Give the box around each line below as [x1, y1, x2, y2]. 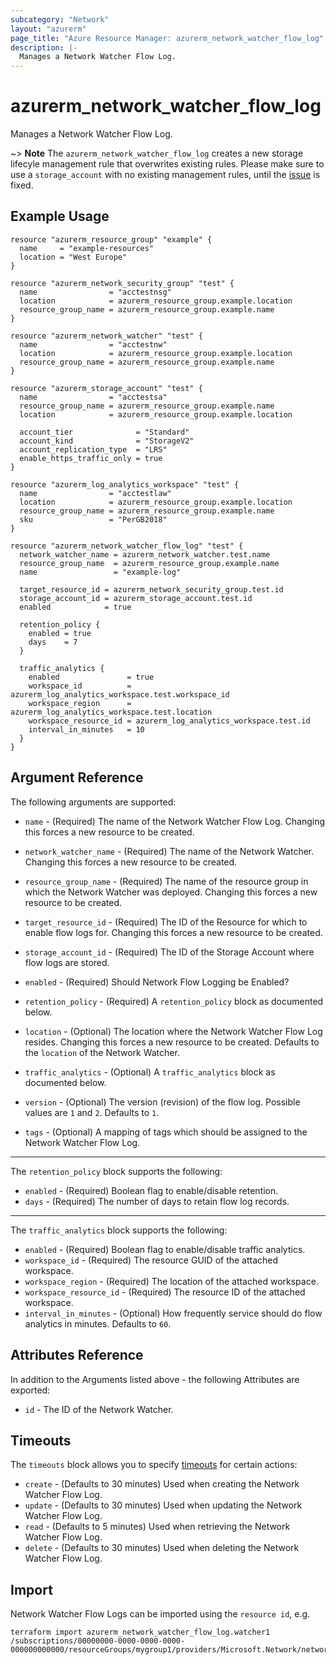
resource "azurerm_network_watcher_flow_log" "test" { [10, 541, 244, 551]
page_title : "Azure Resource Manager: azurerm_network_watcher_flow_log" [10, 33, 325, 43]
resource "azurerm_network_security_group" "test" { [10, 278, 235, 288]
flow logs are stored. [24, 956, 110, 968]
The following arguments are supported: [10, 796, 177, 808]
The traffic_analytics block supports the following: [10, 1224, 228, 1236]
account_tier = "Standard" [19, 427, 190, 437]
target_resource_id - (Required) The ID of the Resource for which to [24, 916, 308, 928]
